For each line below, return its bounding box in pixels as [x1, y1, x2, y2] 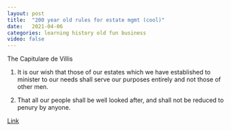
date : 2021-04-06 [7, 23, 63, 30]
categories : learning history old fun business [7, 29, 147, 37]
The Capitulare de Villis [7, 54, 73, 63]
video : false [7, 36, 45, 43]
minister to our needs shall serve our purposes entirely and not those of [17, 75, 221, 83]
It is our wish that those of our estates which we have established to [17, 68, 211, 77]
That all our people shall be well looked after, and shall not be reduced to [17, 96, 224, 104]
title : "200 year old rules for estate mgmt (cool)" [7, 17, 165, 23]
